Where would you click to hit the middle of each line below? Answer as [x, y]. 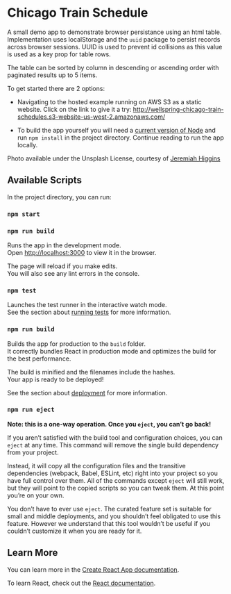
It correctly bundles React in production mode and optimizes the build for [112, 351]
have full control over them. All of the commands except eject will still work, [116, 480]
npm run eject [31, 410]
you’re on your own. [36, 495]
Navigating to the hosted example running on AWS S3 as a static [109, 101]
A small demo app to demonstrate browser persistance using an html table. [114, 32]
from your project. [33, 452]
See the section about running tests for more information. [89, 312]
